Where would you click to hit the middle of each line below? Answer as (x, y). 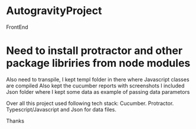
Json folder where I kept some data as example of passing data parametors (98, 91)
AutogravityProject (54, 11)
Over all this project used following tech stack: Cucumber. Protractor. (90, 103)
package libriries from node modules (98, 63)
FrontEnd (17, 27)
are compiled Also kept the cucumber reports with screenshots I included (95, 86)
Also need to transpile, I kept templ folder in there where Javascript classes (98, 79)
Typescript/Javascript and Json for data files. (61, 109)
